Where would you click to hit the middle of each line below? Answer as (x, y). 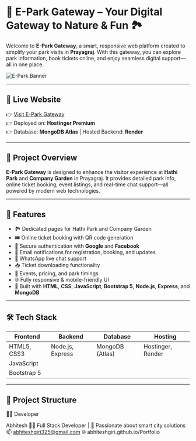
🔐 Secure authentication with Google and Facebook (77, 246)
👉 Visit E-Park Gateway (35, 114)
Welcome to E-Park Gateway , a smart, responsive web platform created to (96, 46)
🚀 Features (26, 214)
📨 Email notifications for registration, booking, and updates (85, 252)
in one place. (28, 64)
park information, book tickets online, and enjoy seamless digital (83, 58)
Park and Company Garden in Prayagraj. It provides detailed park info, (91, 178)
